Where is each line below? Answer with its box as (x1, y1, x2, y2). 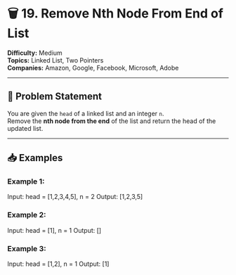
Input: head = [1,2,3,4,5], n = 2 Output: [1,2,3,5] (7, 193, 143, 201)
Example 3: (7, 243, 47, 253)
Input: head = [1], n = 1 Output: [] (7, 226, 102, 234)
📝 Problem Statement (7, 91, 103, 103)
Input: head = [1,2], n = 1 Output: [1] (7, 260, 110, 268)
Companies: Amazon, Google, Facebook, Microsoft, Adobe (7, 63, 179, 72)
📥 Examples (7, 152, 63, 164)
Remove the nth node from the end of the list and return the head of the (7, 117, 216, 125)
